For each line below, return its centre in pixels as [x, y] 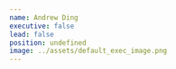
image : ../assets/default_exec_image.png [88, 51]
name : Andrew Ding [44, 17]
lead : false [32, 34]
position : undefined [48, 43]
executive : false [42, 26]
